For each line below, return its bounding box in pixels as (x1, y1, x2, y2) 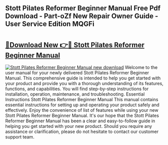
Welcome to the (125, 64, 158, 70)
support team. (5, 134, 35, 140)
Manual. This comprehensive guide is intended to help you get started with (5, 75, 161, 81)
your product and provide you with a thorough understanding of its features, (5, 81, 164, 86)
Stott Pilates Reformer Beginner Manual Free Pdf (5, 4, 161, 13)
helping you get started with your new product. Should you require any (5, 123, 152, 129)
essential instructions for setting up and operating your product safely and (5, 102, 160, 108)
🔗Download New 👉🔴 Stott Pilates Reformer (5, 40, 145, 49)
